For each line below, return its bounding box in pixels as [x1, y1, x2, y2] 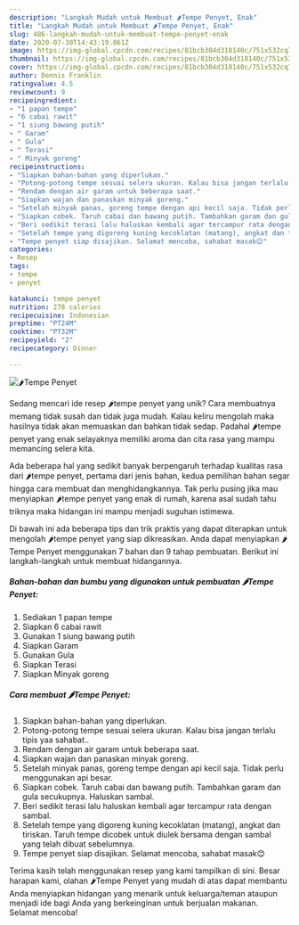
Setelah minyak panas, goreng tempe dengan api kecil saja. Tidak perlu [21, 763, 285, 774]
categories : [9, 245, 53, 254]
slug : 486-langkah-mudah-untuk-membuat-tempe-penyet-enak [9, 29, 229, 38]
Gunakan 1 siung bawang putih [21, 630, 135, 642]
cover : [9, 63, 34, 72]
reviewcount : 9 [9, 87, 66, 96]
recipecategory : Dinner [9, 344, 98, 353]
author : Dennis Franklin [9, 71, 101, 80]
